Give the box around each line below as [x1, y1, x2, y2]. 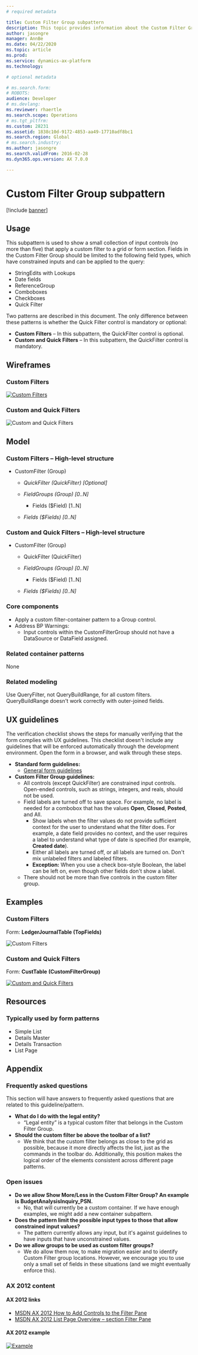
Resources [6, 996, 47, 1006]
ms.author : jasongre [6, 146, 57, 151]
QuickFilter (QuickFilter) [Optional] [23, 479, 108, 486]
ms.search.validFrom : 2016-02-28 [6, 151, 88, 157]
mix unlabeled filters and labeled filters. [32, 855, 128, 862]
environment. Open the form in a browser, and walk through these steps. [6, 749, 183, 756]
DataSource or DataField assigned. [23, 634, 108, 642]
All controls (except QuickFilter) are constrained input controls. [23, 779, 176, 787]
